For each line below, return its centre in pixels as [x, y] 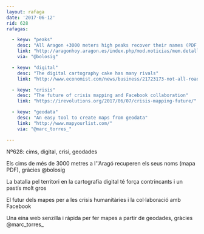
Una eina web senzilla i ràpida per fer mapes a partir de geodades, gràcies [100, 218]
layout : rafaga [25, 12]
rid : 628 [17, 23]
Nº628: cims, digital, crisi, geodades [52, 152]
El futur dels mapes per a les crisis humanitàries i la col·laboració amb [93, 199]
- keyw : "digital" [35, 67]
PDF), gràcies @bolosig [36, 170]
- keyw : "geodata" [35, 112]
